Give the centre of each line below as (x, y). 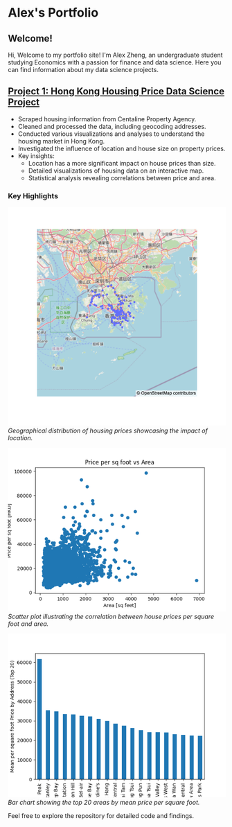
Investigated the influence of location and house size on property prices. (122, 148)
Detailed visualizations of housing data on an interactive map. (116, 171)
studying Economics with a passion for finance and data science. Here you (115, 62)
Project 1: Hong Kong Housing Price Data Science (116, 92)
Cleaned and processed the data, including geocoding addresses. (112, 126)
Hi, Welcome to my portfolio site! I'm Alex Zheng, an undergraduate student (116, 55)
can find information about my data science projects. (83, 70)
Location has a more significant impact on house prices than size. (122, 163)
